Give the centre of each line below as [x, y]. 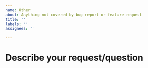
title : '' [16, 19]
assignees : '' [20, 29]
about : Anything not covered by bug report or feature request [74, 15]
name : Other [18, 10]
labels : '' [17, 24]
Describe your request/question [74, 58]
